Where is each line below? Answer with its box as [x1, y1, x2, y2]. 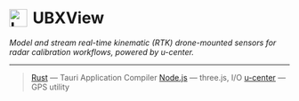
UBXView [32, 8, 105, 28]
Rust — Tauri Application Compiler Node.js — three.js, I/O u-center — [30, 72, 287, 82]
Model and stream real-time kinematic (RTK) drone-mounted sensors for [9, 37, 277, 48]
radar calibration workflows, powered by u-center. [9, 46, 194, 57]
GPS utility [30, 82, 69, 92]
